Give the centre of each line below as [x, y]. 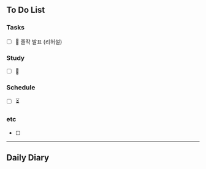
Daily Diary [28, 158]
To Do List [26, 10]
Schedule [21, 88]
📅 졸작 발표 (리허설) [39, 42]
